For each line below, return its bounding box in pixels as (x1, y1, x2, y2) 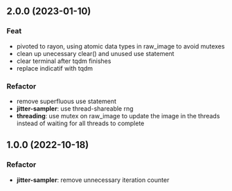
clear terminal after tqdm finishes (16, 57, 111, 65)
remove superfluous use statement (16, 97, 117, 105)
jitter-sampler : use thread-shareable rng (16, 104, 134, 113)
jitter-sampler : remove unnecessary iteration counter (16, 176, 170, 184)
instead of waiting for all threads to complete (16, 119, 145, 127)
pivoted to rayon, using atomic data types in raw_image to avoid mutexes (16, 42, 225, 51)
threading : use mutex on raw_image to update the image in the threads (16, 111, 220, 120)
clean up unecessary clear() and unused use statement (16, 49, 175, 57)
